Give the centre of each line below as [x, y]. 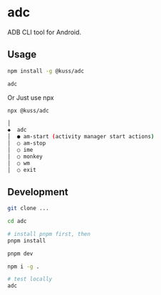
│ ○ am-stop [27, 143]
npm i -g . [24, 266]
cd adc [17, 222]
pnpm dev [20, 254]
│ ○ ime [20, 150]
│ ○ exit [22, 170]
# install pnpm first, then [49, 234]
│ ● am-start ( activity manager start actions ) [81, 137]
